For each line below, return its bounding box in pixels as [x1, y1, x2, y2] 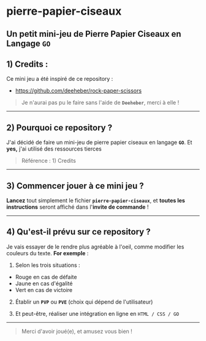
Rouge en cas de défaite [15, 273, 77, 280]
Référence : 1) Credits [21, 157, 77, 165]
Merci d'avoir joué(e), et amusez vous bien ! [21, 328, 133, 335]
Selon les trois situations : [15, 261, 81, 269]
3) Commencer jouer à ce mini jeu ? [6, 181, 144, 191]
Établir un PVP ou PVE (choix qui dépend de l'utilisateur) [15, 298, 153, 305]
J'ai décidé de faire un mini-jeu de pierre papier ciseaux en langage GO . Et [6, 139, 193, 146]
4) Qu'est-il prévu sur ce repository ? [6, 227, 151, 237]
